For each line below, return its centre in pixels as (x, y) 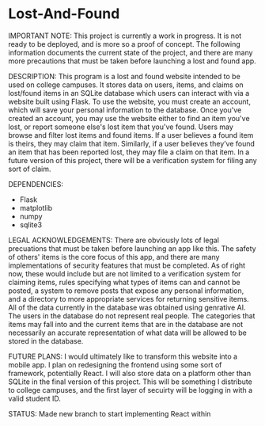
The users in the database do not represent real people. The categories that (132, 316)
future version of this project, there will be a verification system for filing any (132, 160)
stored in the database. (46, 340)
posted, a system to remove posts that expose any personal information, (126, 291)
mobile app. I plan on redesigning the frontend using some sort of (115, 364)
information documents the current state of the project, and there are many (131, 52)
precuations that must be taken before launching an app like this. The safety (132, 248)
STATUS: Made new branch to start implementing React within (110, 413)
